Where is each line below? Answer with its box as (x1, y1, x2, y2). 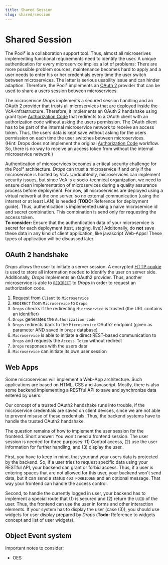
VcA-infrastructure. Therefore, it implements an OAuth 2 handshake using (5, 108, 157, 114)
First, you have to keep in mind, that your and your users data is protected (5, 454, 158, 460)
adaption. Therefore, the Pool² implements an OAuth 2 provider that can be (5, 83, 160, 89)
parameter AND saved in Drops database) (12, 327, 98, 333)
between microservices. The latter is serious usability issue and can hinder (5, 77, 160, 83)
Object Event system (5, 532, 72, 540)
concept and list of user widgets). (5, 517, 75, 523)
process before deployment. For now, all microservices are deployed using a (5, 187, 163, 194)
